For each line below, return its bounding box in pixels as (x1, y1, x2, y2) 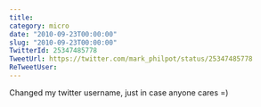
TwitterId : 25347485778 (9, 46, 98, 55)
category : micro (9, 21, 69, 30)
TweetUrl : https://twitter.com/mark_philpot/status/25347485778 (9, 54, 253, 63)
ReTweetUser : (9, 63, 58, 72)
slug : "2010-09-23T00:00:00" (9, 37, 118, 47)
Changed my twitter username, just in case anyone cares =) (9, 86, 229, 98)
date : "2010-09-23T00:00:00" (9, 29, 118, 38)
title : (9, 12, 34, 22)
